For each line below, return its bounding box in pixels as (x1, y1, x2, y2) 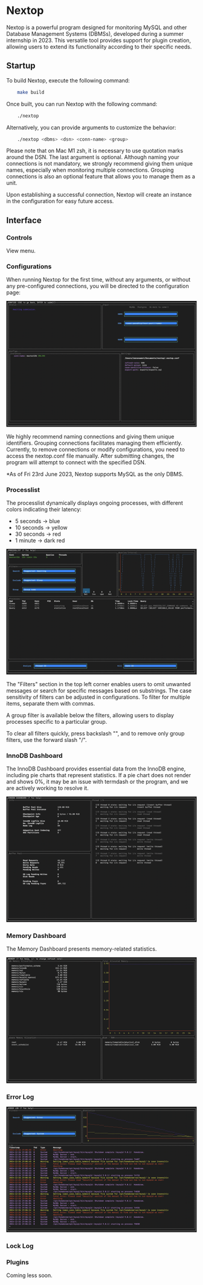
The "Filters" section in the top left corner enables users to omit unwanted (6, 681, 192, 688)
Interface (6, 215, 42, 225)
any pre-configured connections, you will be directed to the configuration (6, 283, 189, 290)
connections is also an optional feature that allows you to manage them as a (6, 173, 195, 180)
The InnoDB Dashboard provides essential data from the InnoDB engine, (6, 765, 186, 772)
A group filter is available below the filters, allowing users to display (6, 712, 174, 719)
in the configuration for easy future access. (6, 198, 114, 205)
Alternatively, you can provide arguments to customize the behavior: (6, 124, 176, 131)
